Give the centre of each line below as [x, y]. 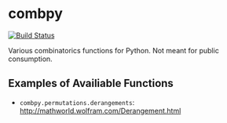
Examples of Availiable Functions [91, 83]
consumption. [30, 59]
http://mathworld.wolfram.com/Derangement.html [100, 110]
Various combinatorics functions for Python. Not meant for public [114, 50]
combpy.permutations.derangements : [77, 102]
